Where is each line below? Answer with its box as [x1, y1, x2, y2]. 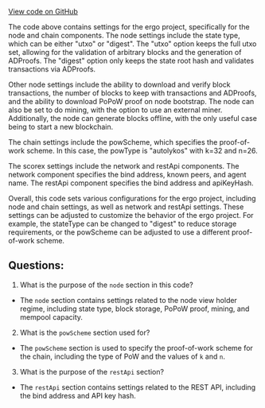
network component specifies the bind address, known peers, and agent [8, 170, 247, 179]
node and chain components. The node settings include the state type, [8, 31, 240, 40]
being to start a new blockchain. [8, 122, 114, 131]
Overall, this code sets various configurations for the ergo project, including [8, 194, 256, 203]
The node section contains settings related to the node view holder [19, 295, 237, 305]
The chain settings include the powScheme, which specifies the [8, 138, 218, 146]
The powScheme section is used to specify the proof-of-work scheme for [19, 343, 253, 352]
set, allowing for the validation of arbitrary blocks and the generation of [8, 48, 242, 56]
